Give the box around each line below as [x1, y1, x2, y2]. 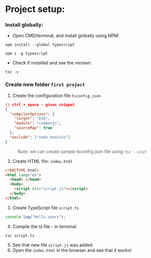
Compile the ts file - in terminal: [12, 223, 77, 229]
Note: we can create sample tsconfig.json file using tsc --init [17, 148, 147, 154]
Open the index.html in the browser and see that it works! [12, 247, 132, 253]
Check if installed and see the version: [12, 60, 91, 66]
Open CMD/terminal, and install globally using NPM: [12, 32, 119, 38]
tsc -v [5, 69, 19, 74]
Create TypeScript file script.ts [12, 204, 79, 210]
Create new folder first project [5, 81, 85, 88]
